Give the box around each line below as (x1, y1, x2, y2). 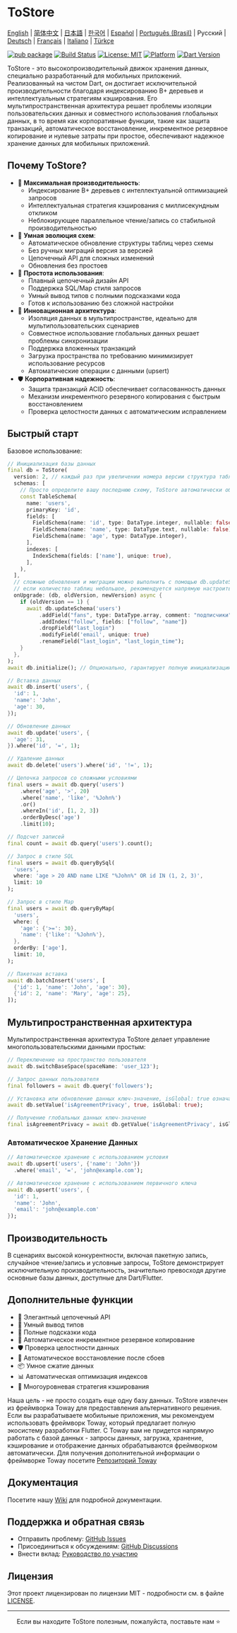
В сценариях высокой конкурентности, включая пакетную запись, (7, 1251, 208, 1259)
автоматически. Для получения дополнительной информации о (7, 1448, 200, 1457)
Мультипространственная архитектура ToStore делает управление (7, 1035, 210, 1043)
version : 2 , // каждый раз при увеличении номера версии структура (13, 474, 217, 481)
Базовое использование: (7, 447, 83, 455)
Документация (7, 1477, 79, 1489)
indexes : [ (25, 546, 59, 553)
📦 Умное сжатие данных (17, 1361, 94, 1370)
